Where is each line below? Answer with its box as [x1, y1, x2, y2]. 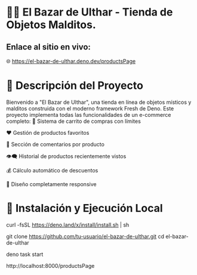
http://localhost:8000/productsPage [6, 262, 95, 269]
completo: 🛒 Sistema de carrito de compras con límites [6, 118, 141, 125]
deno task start [6, 251, 44, 258]
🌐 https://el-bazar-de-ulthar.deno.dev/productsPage [6, 58, 136, 64]
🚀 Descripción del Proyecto [6, 79, 143, 92]
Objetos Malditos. [6, 18, 97, 32]
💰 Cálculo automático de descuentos [6, 166, 98, 174]
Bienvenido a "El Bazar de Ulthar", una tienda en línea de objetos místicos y [6, 98, 192, 106]
